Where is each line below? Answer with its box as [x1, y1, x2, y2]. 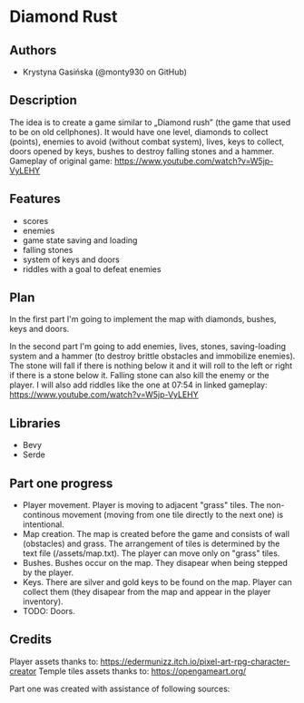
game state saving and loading [22, 234, 138, 246]
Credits [9, 632, 53, 648]
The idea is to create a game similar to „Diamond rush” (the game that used [9, 116, 291, 128]
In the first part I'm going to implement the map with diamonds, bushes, [9, 314, 277, 325]
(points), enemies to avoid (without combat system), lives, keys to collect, [9, 136, 285, 147]
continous [22, 510, 61, 521]
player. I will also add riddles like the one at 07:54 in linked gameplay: [9, 379, 268, 391]
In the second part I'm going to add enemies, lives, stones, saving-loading [9, 341, 287, 352]
